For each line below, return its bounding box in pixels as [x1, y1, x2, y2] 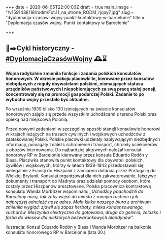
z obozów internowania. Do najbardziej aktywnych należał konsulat [5, 147, 142, 153]
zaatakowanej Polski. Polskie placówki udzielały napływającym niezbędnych [5, 136, 160, 142]
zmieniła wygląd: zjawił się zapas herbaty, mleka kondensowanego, [5, 204, 144, 210]
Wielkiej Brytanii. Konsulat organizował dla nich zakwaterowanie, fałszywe [5, 173, 157, 179]
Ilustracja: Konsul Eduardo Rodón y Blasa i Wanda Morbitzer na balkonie [5, 224, 152, 230]
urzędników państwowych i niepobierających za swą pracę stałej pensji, [5, 86, 157, 92]
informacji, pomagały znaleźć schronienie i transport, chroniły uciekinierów [5, 141, 158, 147]
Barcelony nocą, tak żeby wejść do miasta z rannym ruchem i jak [5, 193, 138, 199]
